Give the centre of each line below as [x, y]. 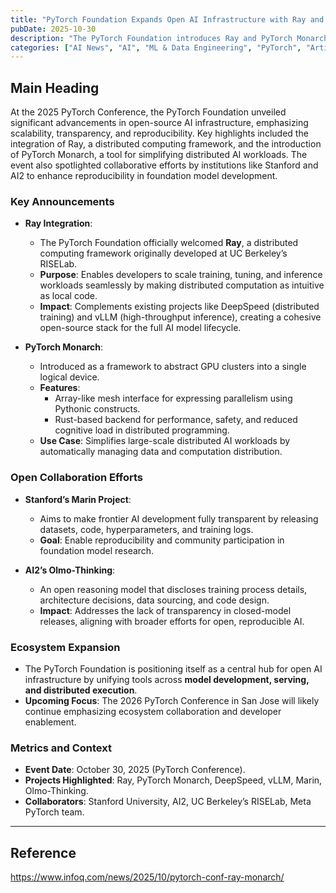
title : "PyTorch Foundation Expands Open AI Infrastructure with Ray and [167, 19]
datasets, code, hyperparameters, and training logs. [146, 529]
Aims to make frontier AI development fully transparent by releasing [179, 518]
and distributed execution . [81, 690]
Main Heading [55, 87]
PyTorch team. [54, 812]
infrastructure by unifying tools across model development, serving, [167, 679]
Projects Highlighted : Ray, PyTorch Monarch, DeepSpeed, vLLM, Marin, [173, 780]
